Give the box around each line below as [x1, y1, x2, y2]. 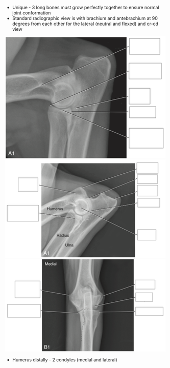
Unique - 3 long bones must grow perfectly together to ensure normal [12, 5, 159, 10]
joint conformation [12, 10, 51, 16]
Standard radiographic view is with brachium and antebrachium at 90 [12, 15, 158, 21]
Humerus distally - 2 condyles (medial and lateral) [12, 356, 118, 363]
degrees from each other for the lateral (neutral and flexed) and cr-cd [12, 21, 159, 27]
